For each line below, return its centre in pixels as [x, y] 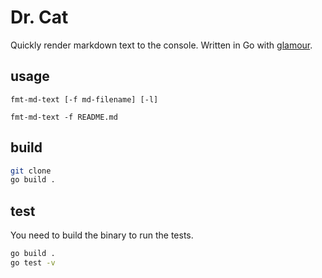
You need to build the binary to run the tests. [102, 235]
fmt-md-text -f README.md [64, 117]
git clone [31, 171]
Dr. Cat [39, 17]
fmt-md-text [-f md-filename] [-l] [84, 99]
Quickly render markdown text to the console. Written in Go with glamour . [161, 45]
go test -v [33, 263]
